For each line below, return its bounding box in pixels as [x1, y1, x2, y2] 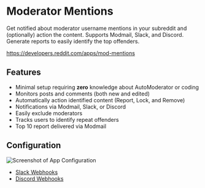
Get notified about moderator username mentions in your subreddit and [6, 24, 187, 32]
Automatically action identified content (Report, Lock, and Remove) [15, 96, 185, 103]
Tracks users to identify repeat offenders [15, 116, 119, 123]
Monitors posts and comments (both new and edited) [15, 90, 150, 97]
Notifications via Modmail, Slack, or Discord [15, 103, 126, 110]
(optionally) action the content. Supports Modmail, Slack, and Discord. [6, 31, 184, 38]
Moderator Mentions [6, 4, 114, 18]
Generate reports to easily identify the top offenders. [6, 37, 140, 45]
